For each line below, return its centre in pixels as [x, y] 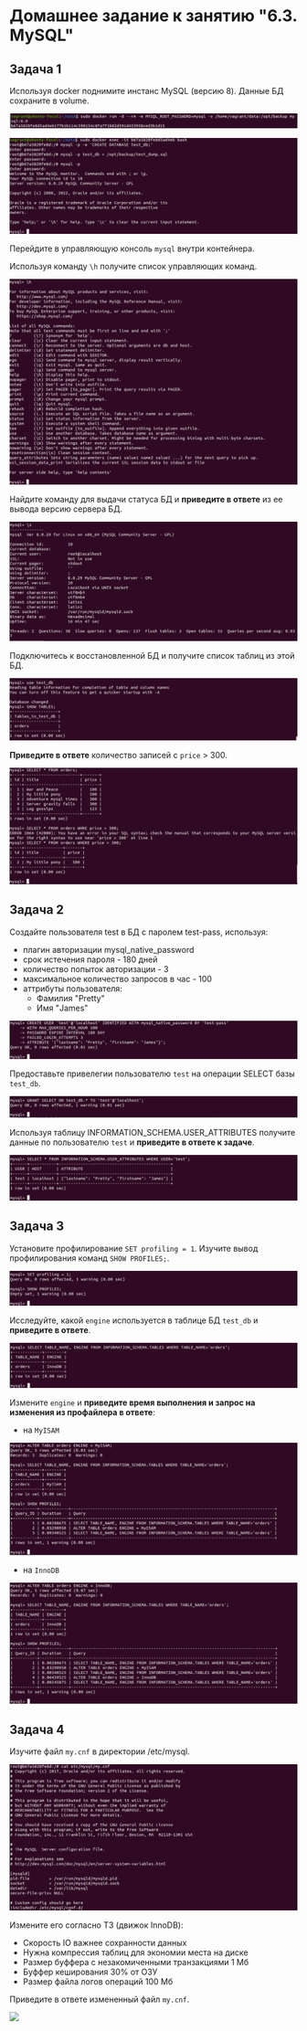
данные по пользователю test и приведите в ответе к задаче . [132, 1142]
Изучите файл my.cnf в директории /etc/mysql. [100, 1751]
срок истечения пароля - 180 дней [90, 959]
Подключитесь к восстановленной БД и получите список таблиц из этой [152, 655]
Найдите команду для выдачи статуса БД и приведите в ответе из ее [146, 499]
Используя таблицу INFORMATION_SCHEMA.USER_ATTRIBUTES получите [153, 1133]
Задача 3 [37, 1227]
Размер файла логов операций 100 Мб [98, 1981]
